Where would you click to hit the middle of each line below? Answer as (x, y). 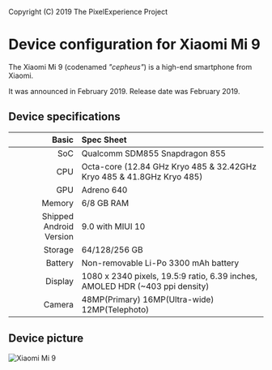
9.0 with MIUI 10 (113, 226)
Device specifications (65, 117)
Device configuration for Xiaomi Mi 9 (134, 45)
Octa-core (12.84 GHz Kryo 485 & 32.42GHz (169, 166)
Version (59, 236)
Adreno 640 (104, 190)
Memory (58, 203)
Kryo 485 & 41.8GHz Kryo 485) (142, 176)
